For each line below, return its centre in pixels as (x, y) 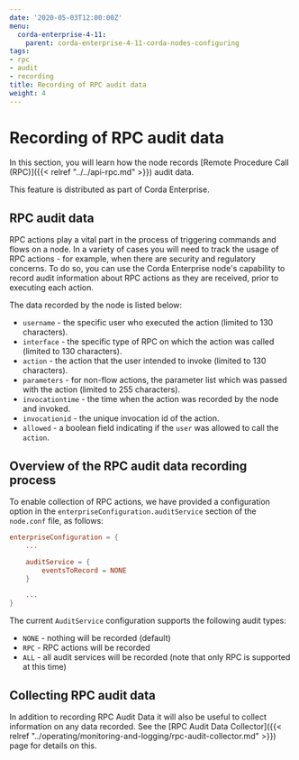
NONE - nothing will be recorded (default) (96, 638)
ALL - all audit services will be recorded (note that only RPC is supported (156, 657)
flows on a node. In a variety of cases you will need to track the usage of (144, 250)
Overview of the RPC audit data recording (128, 466)
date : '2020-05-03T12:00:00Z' (66, 18)
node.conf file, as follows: (56, 521)
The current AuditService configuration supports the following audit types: (148, 621)
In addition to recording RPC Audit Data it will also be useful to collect (138, 717)
